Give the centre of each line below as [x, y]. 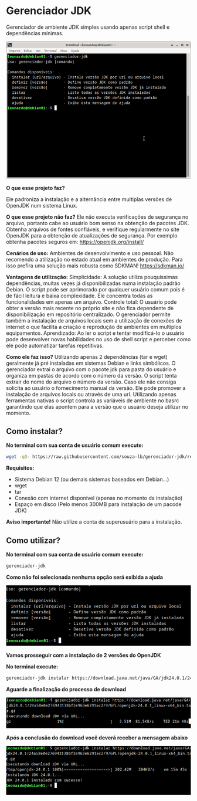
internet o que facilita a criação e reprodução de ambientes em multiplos [94, 327]
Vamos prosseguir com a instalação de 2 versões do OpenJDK [84, 656]
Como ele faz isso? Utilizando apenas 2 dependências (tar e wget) [87, 357]
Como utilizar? [33, 540]
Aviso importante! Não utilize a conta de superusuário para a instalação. [94, 522]
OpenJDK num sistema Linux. [42, 205]
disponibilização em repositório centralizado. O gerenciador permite [89, 314]
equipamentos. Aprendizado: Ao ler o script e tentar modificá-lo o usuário [95, 333]
